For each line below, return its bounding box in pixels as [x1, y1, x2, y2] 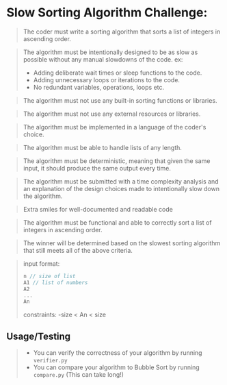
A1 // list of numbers [23, 279, 88, 286]
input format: [23, 259, 60, 268]
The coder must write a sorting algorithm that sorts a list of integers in [23, 27, 221, 36]
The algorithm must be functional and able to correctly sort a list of [23, 218, 213, 227]
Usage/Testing [6, 330, 71, 342]
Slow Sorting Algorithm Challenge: [6, 5, 208, 21]
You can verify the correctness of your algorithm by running [33, 349, 202, 357]
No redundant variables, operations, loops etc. [33, 83, 165, 91]
